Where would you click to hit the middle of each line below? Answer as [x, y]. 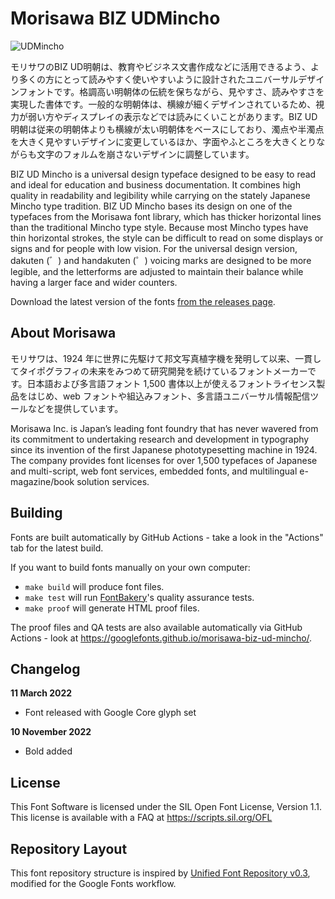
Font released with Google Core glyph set [110, 713]
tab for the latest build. [57, 548]
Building [36, 513]
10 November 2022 [51, 732]
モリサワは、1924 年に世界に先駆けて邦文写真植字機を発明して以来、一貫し [166, 358]
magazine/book [42, 481]
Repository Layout [69, 848]
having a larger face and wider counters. [94, 282]
